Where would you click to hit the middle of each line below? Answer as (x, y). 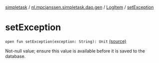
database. (15, 56)
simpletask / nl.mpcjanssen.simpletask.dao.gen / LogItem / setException (79, 7)
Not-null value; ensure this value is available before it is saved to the (75, 51)
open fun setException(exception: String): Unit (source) (66, 41)
